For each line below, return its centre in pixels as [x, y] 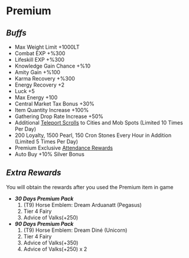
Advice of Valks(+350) [51, 243]
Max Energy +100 [36, 97]
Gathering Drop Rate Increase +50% [59, 116]
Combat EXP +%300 [40, 53]
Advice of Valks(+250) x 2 [55, 249]
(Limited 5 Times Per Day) [46, 141]
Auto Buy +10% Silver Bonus [49, 154]
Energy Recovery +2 [40, 85]
